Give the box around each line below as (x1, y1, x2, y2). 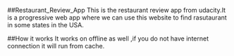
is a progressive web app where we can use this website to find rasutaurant (7, 13, 227, 22)
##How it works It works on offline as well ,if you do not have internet (7, 34, 209, 43)
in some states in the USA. (7, 21, 85, 29)
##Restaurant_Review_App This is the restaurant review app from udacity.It (7, 6, 226, 14)
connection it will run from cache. (7, 42, 105, 50)
